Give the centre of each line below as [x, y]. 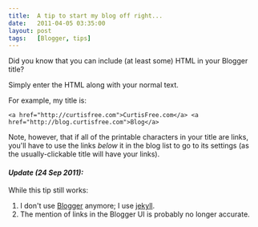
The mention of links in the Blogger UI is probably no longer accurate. [135, 214]
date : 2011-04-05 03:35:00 [57, 23]
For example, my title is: [47, 100]
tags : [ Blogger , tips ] [50, 38]
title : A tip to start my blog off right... [85, 16]
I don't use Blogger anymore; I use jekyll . [87, 206]
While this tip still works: [48, 190]
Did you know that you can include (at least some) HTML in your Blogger [128, 61]
